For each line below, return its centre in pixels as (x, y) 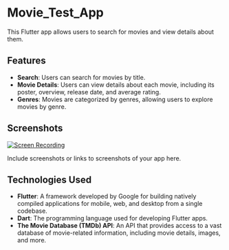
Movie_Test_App (56, 13)
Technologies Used (49, 179)
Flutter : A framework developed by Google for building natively (107, 196)
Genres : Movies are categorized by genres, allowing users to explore (115, 99)
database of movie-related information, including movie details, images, (119, 233)
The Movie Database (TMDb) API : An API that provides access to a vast (119, 226)
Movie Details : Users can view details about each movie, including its (116, 85)
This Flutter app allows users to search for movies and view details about (111, 32)
